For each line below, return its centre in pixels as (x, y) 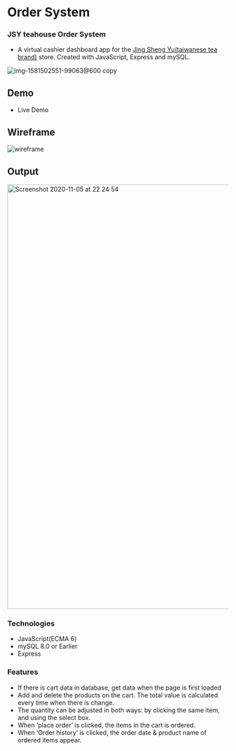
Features (23, 672)
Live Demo (33, 110)
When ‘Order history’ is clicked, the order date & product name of (112, 732)
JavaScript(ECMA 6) (47, 639)
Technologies (31, 623)
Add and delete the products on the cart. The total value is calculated (118, 695)
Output (23, 171)
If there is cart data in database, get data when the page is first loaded (119, 688)
